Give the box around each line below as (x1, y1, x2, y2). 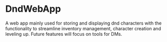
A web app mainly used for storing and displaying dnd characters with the (5, 20, 162, 26)
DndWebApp (5, 3, 61, 15)
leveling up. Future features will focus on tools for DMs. (5, 31, 122, 37)
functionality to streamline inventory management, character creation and (5, 25, 161, 31)
